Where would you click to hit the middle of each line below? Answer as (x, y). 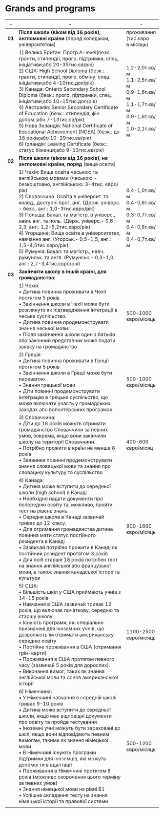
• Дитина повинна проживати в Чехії (62, 292)
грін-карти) (33, 653)
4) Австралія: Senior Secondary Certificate (68, 107)
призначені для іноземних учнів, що (61, 628)
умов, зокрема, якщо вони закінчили (62, 436)
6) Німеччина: (35, 691)
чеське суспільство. (43, 316)
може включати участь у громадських (65, 403)
